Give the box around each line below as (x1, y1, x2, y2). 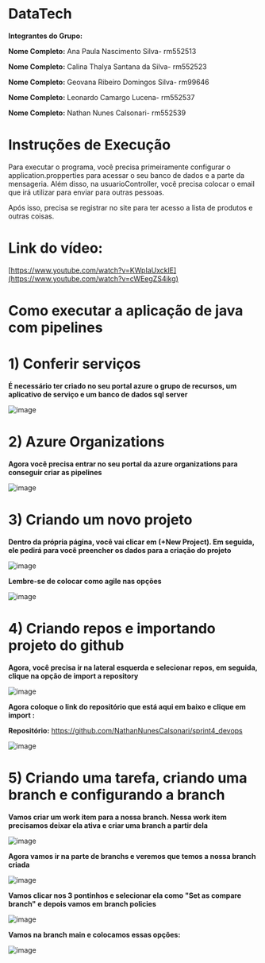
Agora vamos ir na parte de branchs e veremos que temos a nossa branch (8, 851, 256, 861)
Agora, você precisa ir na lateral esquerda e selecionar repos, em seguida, (8, 663, 258, 672)
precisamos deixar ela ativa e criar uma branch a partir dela (8, 820, 209, 830)
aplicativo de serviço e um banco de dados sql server (8, 389, 188, 399)
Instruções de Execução (8, 136, 171, 154)
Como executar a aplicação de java (8, 302, 244, 319)
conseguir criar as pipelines (8, 467, 102, 477)
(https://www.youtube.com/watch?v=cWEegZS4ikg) (8, 273, 179, 283)
